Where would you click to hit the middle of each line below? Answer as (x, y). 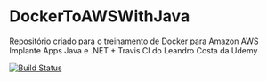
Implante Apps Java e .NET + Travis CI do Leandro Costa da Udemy (133, 50)
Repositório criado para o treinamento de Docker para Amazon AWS (134, 41)
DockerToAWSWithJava (100, 16)
